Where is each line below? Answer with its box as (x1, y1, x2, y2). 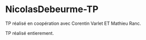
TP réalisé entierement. (5, 30, 54, 36)
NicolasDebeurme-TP (5, 4, 99, 15)
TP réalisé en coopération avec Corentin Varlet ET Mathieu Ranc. (5, 20, 141, 26)
